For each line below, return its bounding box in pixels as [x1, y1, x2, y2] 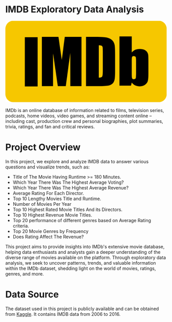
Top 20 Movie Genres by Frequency [12, 228, 89, 234]
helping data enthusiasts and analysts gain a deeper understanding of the [5, 249, 161, 255]
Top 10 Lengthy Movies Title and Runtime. [12, 196, 101, 202]
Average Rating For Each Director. [12, 190, 84, 197]
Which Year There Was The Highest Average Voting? [12, 179, 124, 185]
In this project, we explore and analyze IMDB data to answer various [5, 159, 149, 165]
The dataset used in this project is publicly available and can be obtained [5, 306, 159, 312]
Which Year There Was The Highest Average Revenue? [12, 185, 129, 191]
